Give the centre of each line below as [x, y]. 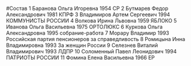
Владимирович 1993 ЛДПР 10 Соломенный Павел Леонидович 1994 [91, 51]
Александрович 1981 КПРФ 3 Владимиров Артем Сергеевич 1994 [88, 14]
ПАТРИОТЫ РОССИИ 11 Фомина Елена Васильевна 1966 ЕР [81, 58]
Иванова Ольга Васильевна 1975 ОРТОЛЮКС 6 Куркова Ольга [84, 27]
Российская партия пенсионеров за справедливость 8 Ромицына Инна [96, 39]
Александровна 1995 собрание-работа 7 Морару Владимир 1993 [88, 33]
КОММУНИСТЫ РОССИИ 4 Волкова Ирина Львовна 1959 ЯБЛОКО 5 [91, 21]
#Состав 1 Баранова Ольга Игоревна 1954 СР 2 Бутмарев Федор [87, 8]
